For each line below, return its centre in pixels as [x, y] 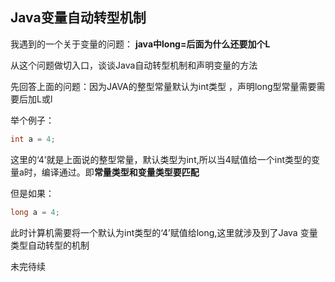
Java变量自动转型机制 [78, 18]
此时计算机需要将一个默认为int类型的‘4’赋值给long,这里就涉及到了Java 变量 [164, 232]
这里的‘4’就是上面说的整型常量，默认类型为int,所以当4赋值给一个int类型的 [161, 159]
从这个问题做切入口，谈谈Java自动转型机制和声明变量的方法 [134, 65]
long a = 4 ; [35, 212]
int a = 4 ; [33, 139]
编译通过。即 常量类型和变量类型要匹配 [120, 172]
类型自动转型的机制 [50, 245]
